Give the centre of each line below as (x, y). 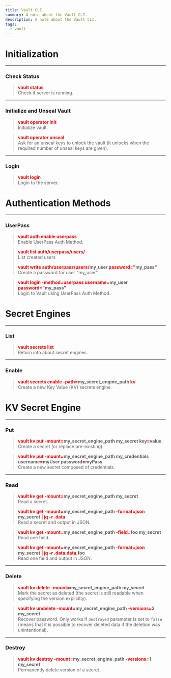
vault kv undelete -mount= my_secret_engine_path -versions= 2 (86, 608)
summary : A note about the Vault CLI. (46, 15)
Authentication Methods (58, 203)
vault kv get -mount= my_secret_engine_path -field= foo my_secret (89, 532)
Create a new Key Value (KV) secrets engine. (65, 387)
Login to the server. (38, 182)
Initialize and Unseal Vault (38, 111)
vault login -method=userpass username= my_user (73, 282)
